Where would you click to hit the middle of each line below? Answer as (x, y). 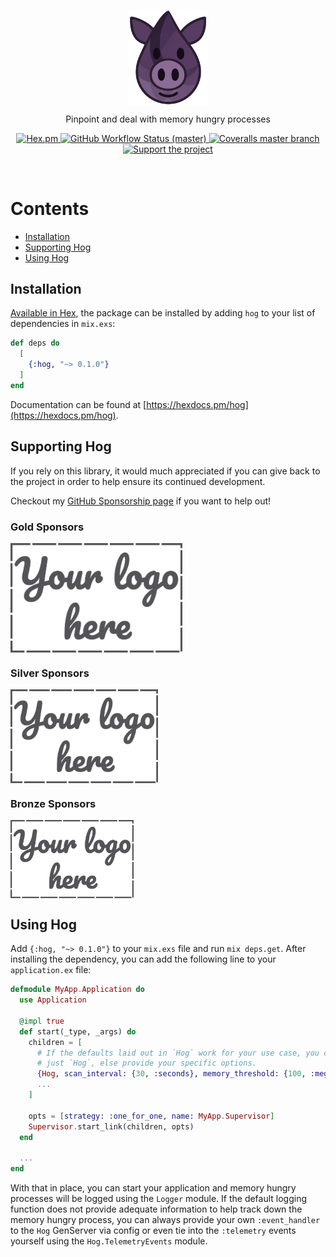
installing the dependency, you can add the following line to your (143, 959)
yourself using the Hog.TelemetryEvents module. (109, 1241)
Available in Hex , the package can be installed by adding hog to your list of (163, 313)
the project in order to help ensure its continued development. (138, 481)
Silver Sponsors (50, 673)
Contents (50, 208)
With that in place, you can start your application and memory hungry (153, 1188)
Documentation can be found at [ (78, 404)
